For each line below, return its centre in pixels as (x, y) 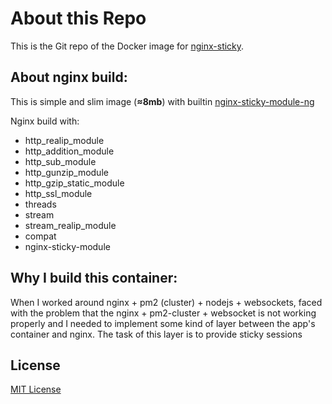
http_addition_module (69, 151)
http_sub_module (60, 161)
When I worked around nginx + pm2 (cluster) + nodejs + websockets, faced (166, 302)
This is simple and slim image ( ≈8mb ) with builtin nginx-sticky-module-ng (162, 101)
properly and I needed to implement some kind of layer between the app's (163, 323)
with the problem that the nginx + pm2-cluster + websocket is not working (163, 313)
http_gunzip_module (66, 172)
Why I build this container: (94, 278)
